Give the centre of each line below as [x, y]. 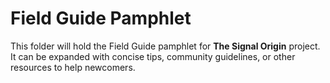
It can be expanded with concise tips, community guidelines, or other [153, 56]
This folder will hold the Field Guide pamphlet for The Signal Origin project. [165, 46]
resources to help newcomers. [73, 67]
